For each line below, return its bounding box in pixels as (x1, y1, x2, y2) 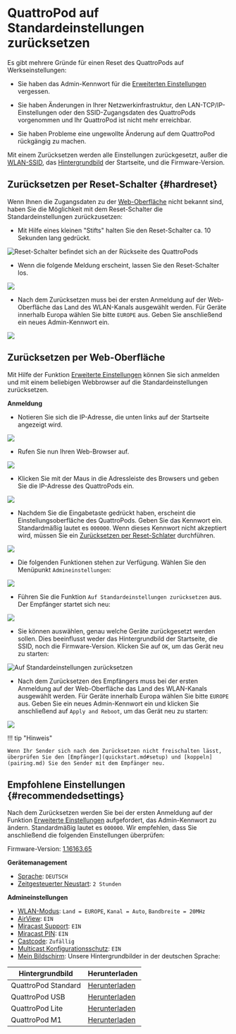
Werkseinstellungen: (7, 66, 67, 74)
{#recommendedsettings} (7, 790, 125, 802)
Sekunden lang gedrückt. (17, 233, 92, 242)
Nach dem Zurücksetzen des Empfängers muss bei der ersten (17, 677, 199, 685)
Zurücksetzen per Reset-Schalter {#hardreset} (7, 179, 218, 191)
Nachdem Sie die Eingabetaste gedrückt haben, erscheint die (17, 509, 196, 517)
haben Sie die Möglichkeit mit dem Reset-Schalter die (7, 205, 163, 213)
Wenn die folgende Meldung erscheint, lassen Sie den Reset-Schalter (17, 261, 220, 269)
